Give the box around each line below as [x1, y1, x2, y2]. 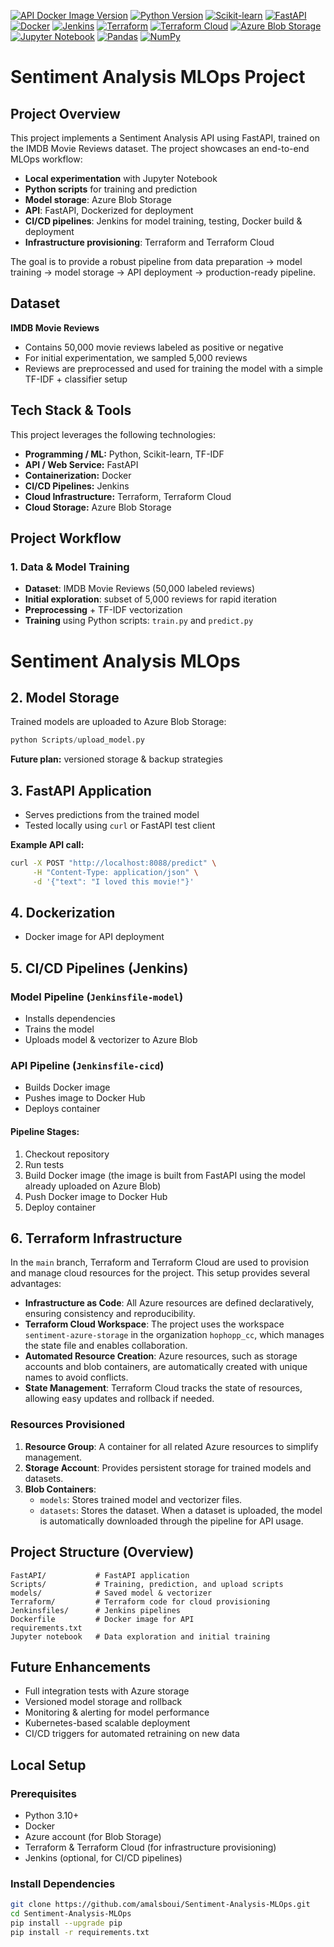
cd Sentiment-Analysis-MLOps [10, 1909, 132, 1919]
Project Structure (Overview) [10, 1544, 195, 1561]
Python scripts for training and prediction [24, 183, 198, 195]
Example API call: [10, 839, 85, 850]
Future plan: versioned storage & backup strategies [10, 753, 223, 765]
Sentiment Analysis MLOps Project [10, 66, 306, 89]
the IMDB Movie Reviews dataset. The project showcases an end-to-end [10, 143, 310, 154]
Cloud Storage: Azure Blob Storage [24, 501, 172, 513]
